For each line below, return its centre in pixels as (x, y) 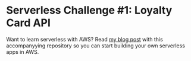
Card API (28, 23)
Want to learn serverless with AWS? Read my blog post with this (85, 39)
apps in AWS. (23, 52)
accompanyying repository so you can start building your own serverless (96, 46)
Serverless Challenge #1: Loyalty (89, 10)
